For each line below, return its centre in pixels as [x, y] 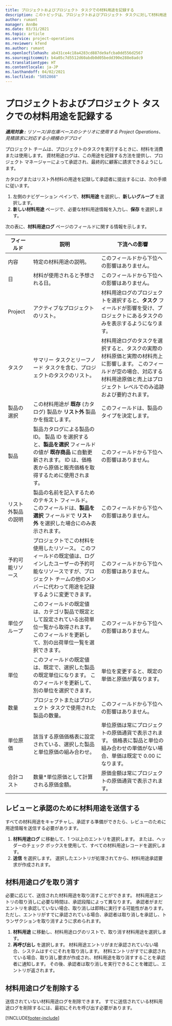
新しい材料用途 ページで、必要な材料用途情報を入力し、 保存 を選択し [85, 209]
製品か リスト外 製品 [71, 412]
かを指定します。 [53, 419]
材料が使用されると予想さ [64, 275]
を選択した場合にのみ [65, 523]
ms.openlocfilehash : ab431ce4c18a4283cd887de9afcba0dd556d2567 [74, 53]
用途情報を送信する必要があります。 [43, 828]
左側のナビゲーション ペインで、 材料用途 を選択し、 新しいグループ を [86, 196]
